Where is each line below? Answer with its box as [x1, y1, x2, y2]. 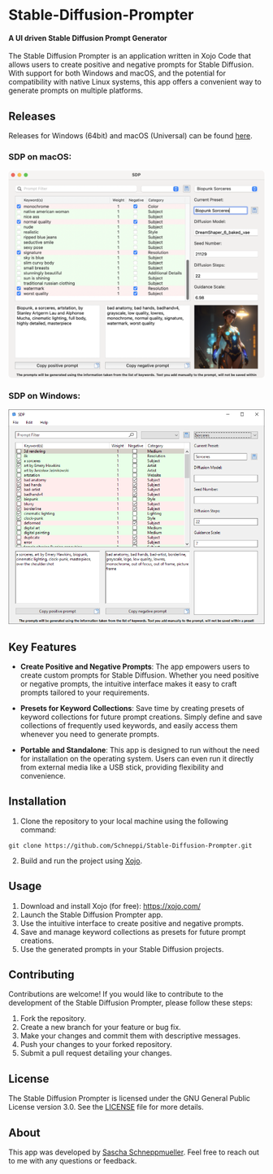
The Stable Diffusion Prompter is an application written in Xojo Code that [8, 51, 252, 61]
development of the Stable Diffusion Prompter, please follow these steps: [8, 998, 253, 1008]
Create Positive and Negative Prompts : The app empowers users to [19, 661, 250, 671]
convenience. [19, 770, 67, 780]
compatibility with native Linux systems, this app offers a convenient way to [8, 77, 262, 87]
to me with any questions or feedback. [8, 1155, 137, 1165]
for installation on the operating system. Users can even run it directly [19, 753, 254, 763]
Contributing [8, 967, 75, 981]
